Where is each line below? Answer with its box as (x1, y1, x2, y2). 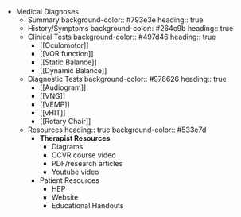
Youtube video (51, 167, 99, 176)
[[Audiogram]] (39, 83, 87, 92)
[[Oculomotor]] (39, 41, 89, 50)
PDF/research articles (51, 159, 123, 168)
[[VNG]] (39, 91, 66, 100)
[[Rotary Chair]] (39, 117, 91, 126)
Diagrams (51, 142, 84, 151)
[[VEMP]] (39, 99, 70, 109)
